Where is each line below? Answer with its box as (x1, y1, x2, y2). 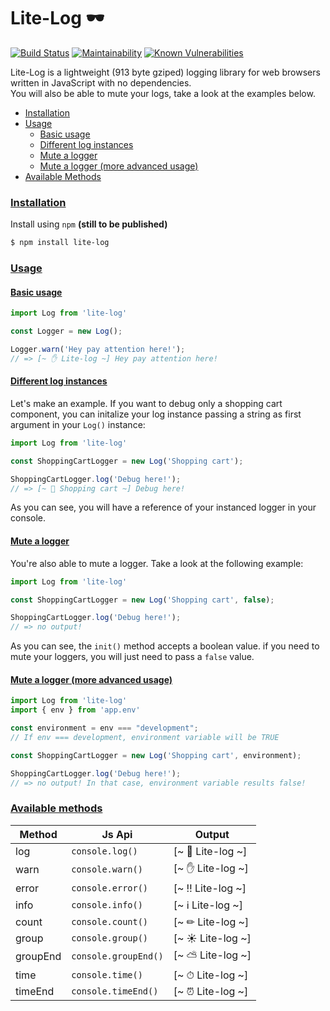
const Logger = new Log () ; (10, 326, 123, 337)
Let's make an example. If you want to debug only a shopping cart (10, 397, 283, 409)
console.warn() (71, 864, 143, 875)
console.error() (71, 882, 149, 894)
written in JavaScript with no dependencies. (10, 76, 192, 89)
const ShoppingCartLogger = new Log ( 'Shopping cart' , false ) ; (10, 595, 275, 605)
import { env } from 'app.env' (10, 705, 141, 715)
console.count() (71, 916, 149, 927)
